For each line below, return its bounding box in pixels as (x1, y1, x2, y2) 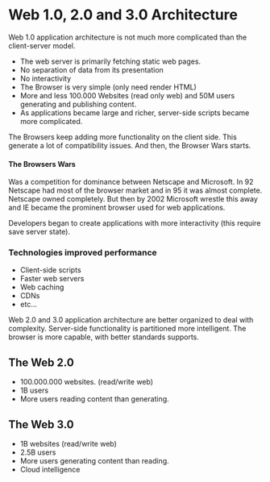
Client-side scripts (19, 265, 82, 275)
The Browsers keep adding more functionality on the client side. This (8, 131, 238, 142)
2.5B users (19, 447, 56, 457)
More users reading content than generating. (19, 394, 169, 404)
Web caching (19, 282, 64, 292)
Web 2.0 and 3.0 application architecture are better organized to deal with (8, 315, 254, 325)
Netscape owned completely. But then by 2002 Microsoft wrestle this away (8, 194, 258, 204)
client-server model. (8, 40, 76, 50)
